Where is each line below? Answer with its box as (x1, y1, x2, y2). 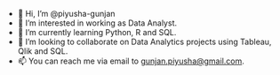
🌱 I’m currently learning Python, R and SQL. (17, 27, 177, 37)
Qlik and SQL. (17, 46, 68, 56)
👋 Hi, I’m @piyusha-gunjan (17, 9, 116, 19)
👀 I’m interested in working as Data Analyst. (17, 18, 178, 28)
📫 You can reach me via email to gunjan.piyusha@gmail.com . (17, 56, 244, 66)
